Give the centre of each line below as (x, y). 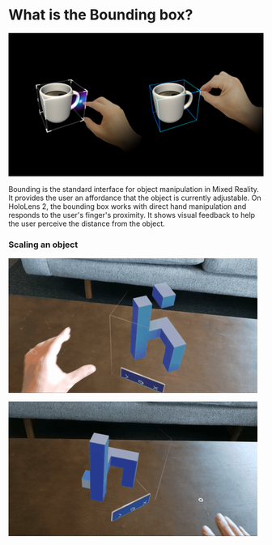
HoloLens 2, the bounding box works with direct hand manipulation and (127, 207)
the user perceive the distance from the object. (87, 224)
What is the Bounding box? (101, 15)
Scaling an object (43, 245)
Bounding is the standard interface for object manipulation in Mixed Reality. (134, 189)
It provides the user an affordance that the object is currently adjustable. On (135, 198)
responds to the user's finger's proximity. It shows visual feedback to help (132, 215)
